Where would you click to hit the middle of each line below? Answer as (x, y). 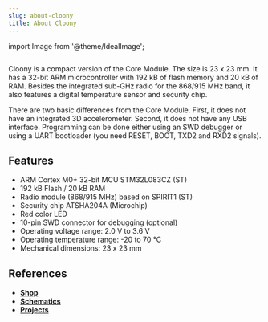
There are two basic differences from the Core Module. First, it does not (127, 110)
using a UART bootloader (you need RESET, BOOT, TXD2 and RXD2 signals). (135, 135)
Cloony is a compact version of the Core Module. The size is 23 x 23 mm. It (133, 68)
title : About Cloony (43, 23)
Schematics (41, 301)
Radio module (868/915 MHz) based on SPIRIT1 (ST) (106, 197)
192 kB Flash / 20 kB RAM (63, 189)
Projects (35, 310)
